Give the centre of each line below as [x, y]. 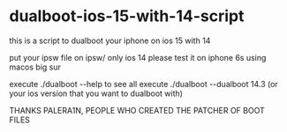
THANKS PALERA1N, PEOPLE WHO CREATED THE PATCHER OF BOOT [137, 110]
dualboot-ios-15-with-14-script [127, 16]
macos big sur [35, 67]
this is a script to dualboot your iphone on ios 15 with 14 [110, 40]
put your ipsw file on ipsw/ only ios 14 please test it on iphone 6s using [138, 57]
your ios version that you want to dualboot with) [96, 93]
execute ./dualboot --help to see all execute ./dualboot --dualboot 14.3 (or [143, 84]
